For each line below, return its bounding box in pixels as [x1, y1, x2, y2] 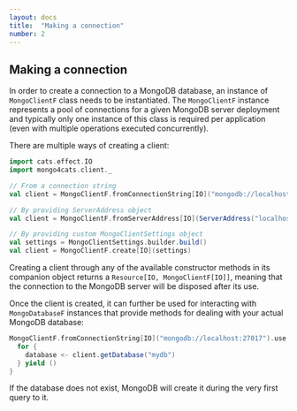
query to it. [9, 392, 49, 403]
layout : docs [9, 12, 57, 22]
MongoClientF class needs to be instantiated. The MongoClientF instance [9, 95, 270, 106]
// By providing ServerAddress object [9, 205, 152, 215]
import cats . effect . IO [9, 157, 93, 166]
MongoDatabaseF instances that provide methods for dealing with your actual [9, 308, 284, 318]
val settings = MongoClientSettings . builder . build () [9, 238, 208, 247]
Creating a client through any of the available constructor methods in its [9, 263, 270, 273]
